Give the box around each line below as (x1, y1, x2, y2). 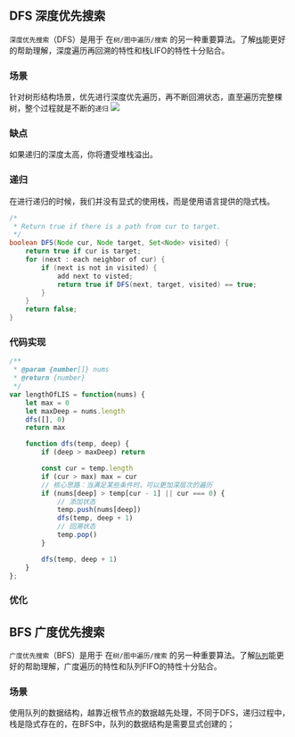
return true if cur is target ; (25, 247, 142, 256)
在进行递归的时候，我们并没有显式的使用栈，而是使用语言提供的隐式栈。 (9, 196, 275, 206)
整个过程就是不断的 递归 (24, 103, 109, 113)
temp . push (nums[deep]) (56, 506, 142, 515)
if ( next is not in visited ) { (41, 263, 158, 272)
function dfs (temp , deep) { (25, 440, 129, 448)
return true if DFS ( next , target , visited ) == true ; (56, 280, 258, 289)
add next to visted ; (56, 272, 134, 281)
